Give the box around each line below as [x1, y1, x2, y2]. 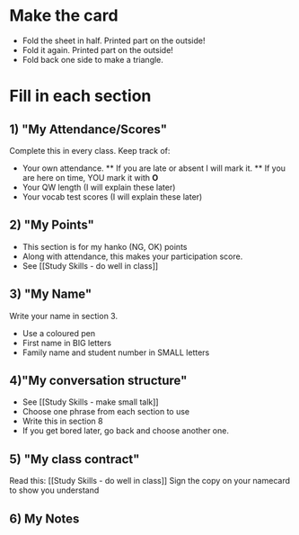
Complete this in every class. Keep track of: [9, 145, 171, 156]
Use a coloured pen [22, 327, 96, 338]
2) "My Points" [9, 218, 94, 233]
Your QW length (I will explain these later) [22, 182, 176, 192]
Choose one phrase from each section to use [22, 406, 190, 417]
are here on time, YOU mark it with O [22, 172, 159, 183]
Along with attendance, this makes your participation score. [22, 251, 243, 262]
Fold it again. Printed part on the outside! [22, 44, 173, 55]
